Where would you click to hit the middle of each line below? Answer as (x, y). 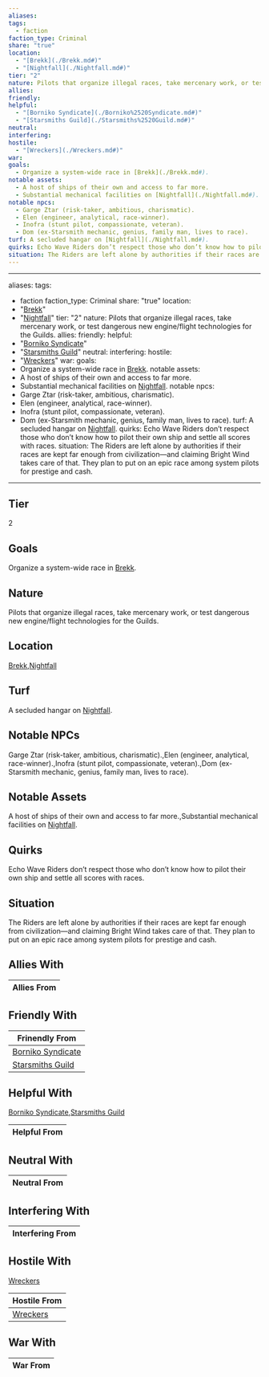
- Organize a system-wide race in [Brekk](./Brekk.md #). (112, 173)
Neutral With (41, 1160)
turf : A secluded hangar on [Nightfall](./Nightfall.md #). (109, 240)
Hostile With (40, 1261)
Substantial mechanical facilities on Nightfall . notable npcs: (117, 385)
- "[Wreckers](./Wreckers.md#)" (70, 150)
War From (31, 1365)
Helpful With (40, 1093)
